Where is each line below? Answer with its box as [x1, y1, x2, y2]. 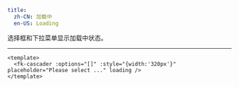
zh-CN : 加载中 [14, 13, 53, 21]
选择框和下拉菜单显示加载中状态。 [7, 33, 107, 42]
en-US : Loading [14, 20, 59, 27]
